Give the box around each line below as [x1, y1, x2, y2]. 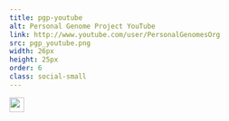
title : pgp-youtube [9, 13, 83, 23]
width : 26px [9, 47, 54, 56]
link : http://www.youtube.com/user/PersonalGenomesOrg [9, 30, 221, 39]
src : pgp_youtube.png [9, 38, 91, 48]
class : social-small [9, 72, 88, 81]
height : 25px [9, 55, 59, 64]
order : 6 [9, 64, 43, 73]
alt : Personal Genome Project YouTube [9, 22, 156, 31]
